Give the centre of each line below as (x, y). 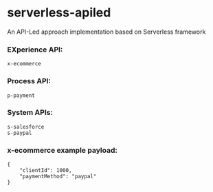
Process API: (29, 81)
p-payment (21, 95)
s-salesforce (26, 127)
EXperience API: (35, 50)
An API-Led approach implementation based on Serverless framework (106, 32)
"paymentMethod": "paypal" (58, 177)
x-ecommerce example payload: (63, 150)
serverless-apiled (59, 13)
